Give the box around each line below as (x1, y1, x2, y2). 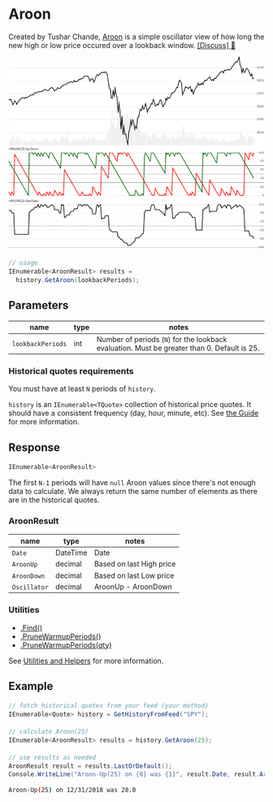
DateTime (55, 548, 88, 557)
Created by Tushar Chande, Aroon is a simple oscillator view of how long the (8, 32, 265, 41)
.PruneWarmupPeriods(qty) (19, 639, 112, 650)
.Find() (19, 622, 43, 632)
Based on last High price (93, 559, 176, 569)
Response (8, 440, 61, 454)
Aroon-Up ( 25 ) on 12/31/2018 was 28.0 (8, 786, 136, 795)
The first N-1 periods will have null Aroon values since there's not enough (8, 478, 256, 488)
